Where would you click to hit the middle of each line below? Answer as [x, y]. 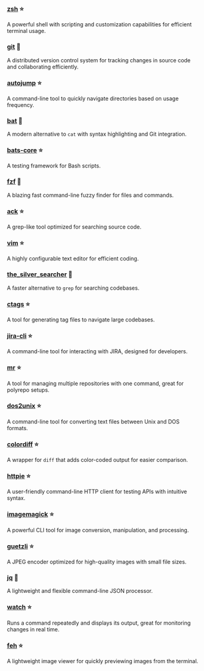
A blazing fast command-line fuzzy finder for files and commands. [90, 195]
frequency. [20, 105]
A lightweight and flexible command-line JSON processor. [80, 591]
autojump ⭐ [24, 82]
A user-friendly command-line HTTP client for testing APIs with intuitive [97, 492]
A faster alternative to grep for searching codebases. [73, 288]
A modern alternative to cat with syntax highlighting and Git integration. [97, 134]
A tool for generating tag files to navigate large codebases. [81, 320]
